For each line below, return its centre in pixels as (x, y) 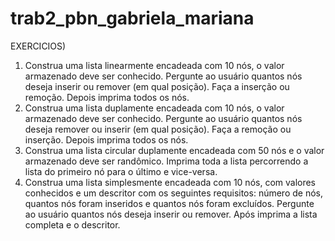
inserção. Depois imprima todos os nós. (106, 139)
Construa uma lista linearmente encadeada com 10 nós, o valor (154, 65)
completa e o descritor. (72, 224)
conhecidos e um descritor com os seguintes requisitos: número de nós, (173, 193)
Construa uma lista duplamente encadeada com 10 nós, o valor (154, 108)
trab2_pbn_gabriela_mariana (132, 18)
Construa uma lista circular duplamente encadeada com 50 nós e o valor (174, 150)
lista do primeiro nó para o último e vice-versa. (121, 171)
